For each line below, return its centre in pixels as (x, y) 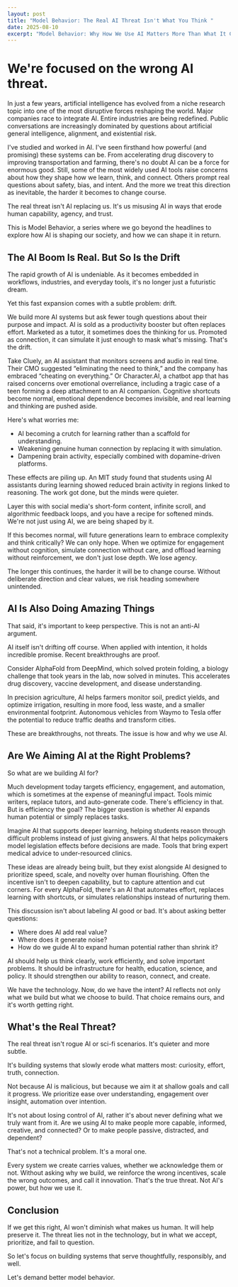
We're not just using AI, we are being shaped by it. (81, 521)
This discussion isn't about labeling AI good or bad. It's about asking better (117, 910)
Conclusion (33, 1210)
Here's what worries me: (43, 420)
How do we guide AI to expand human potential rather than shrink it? (118, 947)
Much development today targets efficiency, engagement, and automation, (116, 786)
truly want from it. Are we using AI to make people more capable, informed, (117, 1123)
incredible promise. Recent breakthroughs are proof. (84, 654)
